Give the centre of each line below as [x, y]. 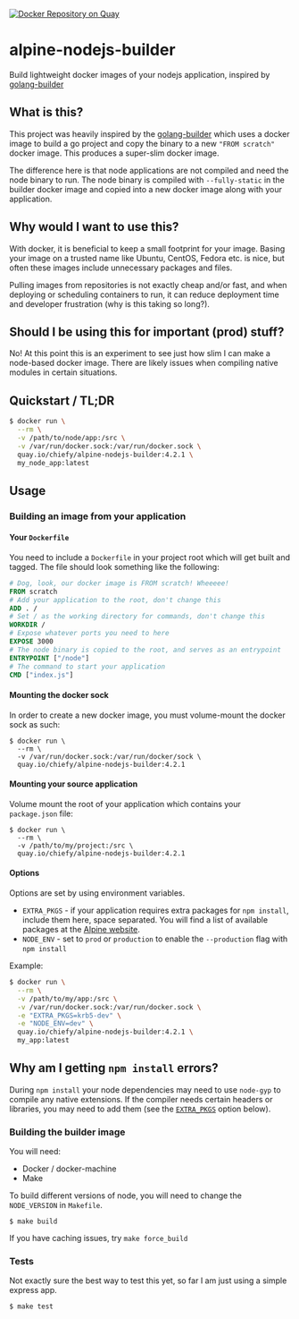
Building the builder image [67, 1132]
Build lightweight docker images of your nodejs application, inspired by [140, 74]
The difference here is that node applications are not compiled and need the [149, 170]
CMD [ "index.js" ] [42, 675]
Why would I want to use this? [94, 227]
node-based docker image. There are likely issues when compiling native [144, 363]
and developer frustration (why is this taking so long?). [109, 303]
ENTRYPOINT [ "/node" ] [50, 658]
